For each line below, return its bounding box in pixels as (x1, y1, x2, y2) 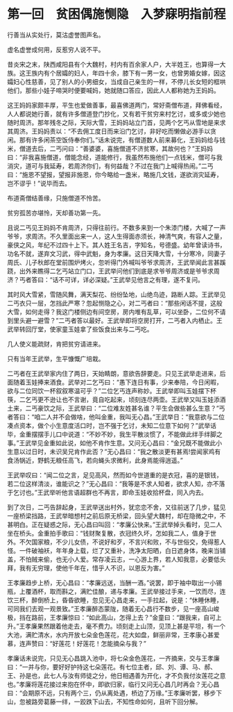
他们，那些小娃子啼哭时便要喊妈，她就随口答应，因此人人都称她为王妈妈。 (7, 86, 220, 94)
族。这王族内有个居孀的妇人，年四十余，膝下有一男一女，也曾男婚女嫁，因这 (7, 69, 226, 77)
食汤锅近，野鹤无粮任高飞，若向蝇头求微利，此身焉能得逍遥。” (7, 456, 184, 464)
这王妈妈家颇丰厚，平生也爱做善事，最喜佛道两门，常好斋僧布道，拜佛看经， (7, 101, 226, 109)
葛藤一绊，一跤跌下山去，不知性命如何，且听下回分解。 (43, 697, 202, 706)
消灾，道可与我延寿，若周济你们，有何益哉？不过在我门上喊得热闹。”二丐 (7, 161, 214, 170)
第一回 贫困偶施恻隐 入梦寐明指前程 (7, 6, 227, 22)
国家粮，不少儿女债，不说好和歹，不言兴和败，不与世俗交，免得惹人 (31, 538, 226, 546)
